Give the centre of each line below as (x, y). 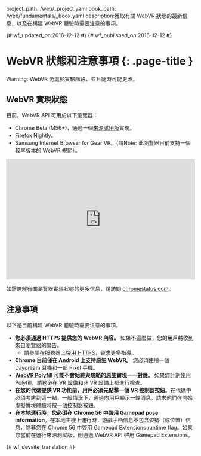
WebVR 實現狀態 (37, 100)
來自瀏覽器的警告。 (38, 345)
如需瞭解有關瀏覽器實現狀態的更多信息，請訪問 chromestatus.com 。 (90, 288)
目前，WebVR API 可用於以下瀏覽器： (52, 115)
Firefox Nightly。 (35, 135)
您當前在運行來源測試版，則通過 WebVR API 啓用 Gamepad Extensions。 (104, 435)
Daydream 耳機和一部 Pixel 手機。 (56, 367)
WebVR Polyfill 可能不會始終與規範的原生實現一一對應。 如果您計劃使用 (103, 375)
